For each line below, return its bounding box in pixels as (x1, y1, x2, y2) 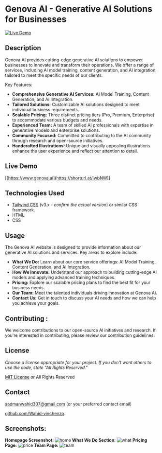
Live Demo (5, 162, 38, 171)
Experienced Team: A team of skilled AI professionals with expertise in (12, 122, 154, 128)
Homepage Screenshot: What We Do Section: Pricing (5, 437, 147, 443)
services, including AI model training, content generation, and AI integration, (5, 67, 157, 73)
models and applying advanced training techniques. (12, 275, 116, 280)
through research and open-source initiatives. (12, 138, 103, 143)
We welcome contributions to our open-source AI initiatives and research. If (5, 327, 156, 333)
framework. (12, 207, 35, 213)
